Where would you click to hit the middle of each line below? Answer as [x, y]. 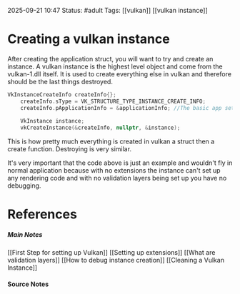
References [42, 214]
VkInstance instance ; [52, 121]
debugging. [24, 186]
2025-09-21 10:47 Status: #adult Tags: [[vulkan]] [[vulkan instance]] [108, 10]
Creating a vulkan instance [89, 39]
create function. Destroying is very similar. [70, 149]
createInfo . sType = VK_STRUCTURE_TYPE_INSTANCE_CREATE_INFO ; [113, 101]
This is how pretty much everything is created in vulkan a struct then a [111, 141]
